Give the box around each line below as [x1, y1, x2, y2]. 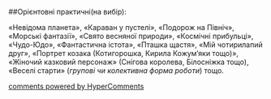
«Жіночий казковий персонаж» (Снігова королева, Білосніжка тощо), [8, 57, 249, 67]
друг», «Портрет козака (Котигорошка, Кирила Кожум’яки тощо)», [8, 49, 239, 58]
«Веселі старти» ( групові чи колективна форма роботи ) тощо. [8, 66, 225, 75]
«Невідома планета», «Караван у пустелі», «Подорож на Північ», [8, 23, 235, 32]
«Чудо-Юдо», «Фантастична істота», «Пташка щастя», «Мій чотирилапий [8, 40, 264, 49]
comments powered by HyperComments [8, 81, 144, 91]
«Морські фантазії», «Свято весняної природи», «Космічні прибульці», [8, 32, 254, 41]
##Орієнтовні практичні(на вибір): [8, 7, 127, 16]
